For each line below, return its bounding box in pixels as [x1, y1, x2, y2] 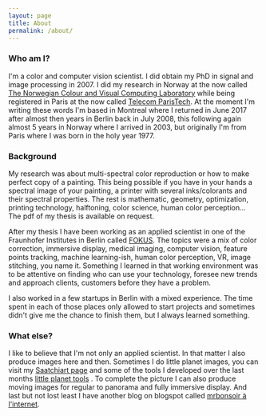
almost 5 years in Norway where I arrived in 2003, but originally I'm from [8, 122, 247, 132]
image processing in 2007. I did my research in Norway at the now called [8, 79, 248, 89]
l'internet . [8, 399, 40, 409]
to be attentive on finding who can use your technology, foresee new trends [8, 269, 258, 278]
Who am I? [8, 53, 50, 64]
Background [8, 150, 58, 162]
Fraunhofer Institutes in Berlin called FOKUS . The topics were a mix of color [8, 235, 257, 245]
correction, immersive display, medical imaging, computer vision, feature [8, 243, 248, 253]
